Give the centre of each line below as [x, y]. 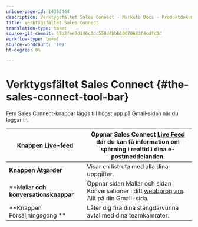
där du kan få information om [138, 141]
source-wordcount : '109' [37, 45]
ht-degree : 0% [24, 50]
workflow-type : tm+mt [33, 39]
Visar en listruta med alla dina [128, 166]
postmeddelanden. [138, 156]
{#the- [172, 84]
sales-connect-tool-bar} [68, 97]
